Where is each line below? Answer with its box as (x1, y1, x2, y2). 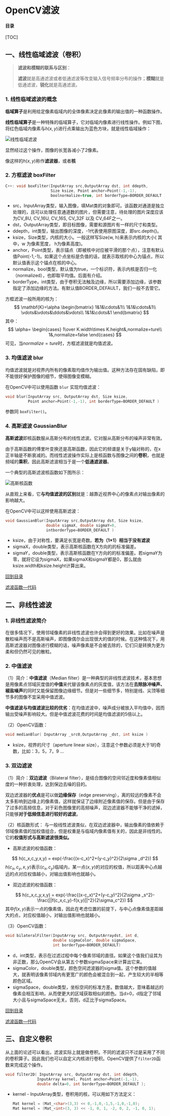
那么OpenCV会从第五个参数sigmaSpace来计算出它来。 (30, 959, 145, 965)
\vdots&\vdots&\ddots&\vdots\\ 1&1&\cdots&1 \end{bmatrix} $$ (21, 310, 149, 316)
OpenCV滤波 (5, 5, 60, 16)
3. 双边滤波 (5, 762, 32, 769)
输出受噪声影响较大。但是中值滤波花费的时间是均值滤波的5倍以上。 (5, 711, 146, 717)
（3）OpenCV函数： (5, 923, 48, 929)
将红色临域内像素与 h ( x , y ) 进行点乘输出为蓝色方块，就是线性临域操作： (5, 125, 151, 131)
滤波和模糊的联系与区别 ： (17, 64, 71, 71)
